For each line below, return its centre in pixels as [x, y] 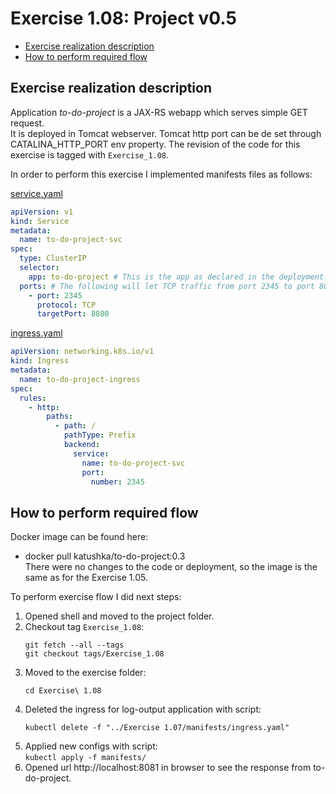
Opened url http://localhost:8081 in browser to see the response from [168, 768]
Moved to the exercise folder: [85, 673]
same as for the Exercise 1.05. [86, 578]
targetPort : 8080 [73, 314]
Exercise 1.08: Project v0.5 [123, 18]
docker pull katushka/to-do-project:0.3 [105, 556]
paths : [60, 417]
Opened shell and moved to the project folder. [119, 616]
